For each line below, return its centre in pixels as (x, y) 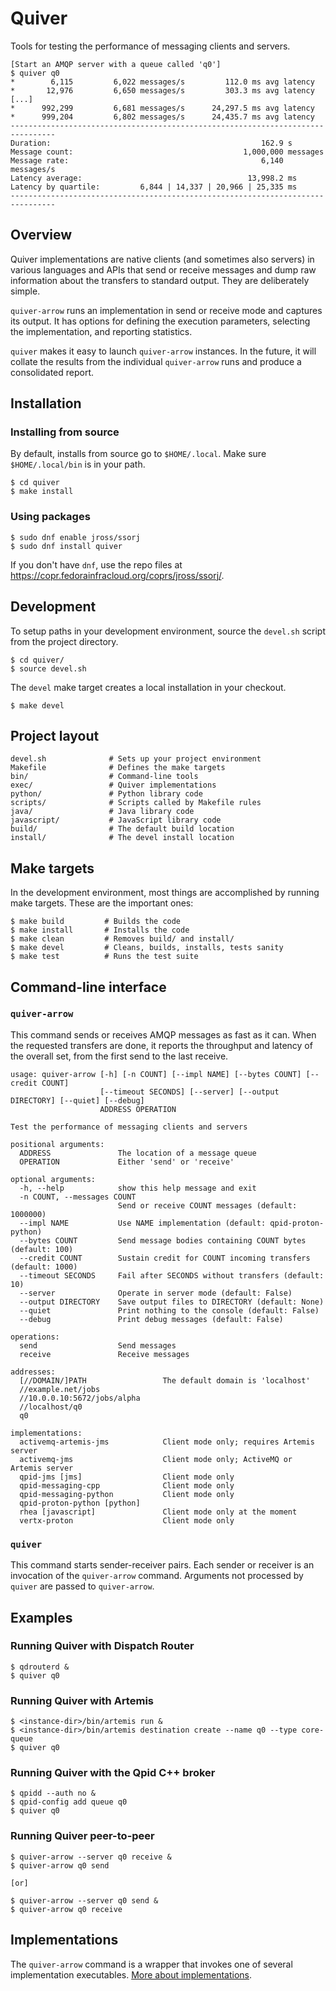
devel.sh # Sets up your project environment (136, 759)
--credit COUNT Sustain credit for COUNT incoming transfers (165, 1258)
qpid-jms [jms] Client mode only (127, 1477)
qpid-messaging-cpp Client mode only (127, 1485)
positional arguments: (57, 1144)
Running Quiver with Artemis (82, 1700)
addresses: (33, 1372)
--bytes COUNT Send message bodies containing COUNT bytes (163, 1240)
